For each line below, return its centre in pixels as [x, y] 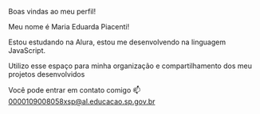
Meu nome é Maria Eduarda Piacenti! [69, 27]
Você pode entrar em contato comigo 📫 [75, 90]
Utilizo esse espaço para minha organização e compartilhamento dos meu [130, 66]
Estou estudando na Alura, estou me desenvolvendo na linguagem [117, 42]
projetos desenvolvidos [47, 74]
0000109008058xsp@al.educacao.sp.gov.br [82, 101]
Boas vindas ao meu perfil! [52, 11]
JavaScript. [27, 50]
